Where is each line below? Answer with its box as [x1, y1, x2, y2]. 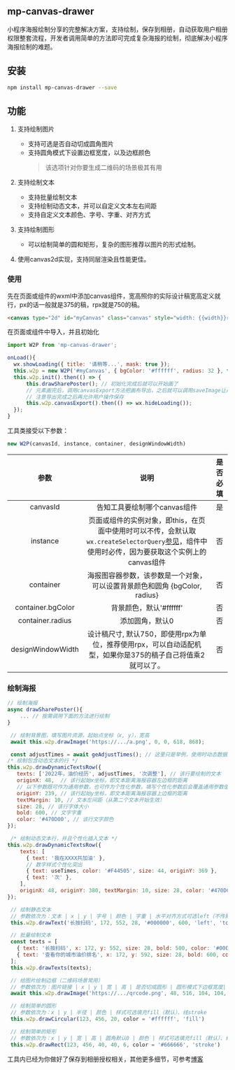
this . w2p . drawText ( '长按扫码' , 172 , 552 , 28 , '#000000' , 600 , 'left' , [10, 919, 217, 926]
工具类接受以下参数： [7, 427, 69, 435]
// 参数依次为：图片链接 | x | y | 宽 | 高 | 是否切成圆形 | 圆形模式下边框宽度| [10, 983, 227, 990]
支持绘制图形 [17, 225, 55, 234]
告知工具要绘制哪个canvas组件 [97, 502, 198, 512]
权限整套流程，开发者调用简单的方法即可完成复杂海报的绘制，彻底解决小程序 [7, 34, 228, 42]
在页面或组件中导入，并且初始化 [7, 328, 99, 336]
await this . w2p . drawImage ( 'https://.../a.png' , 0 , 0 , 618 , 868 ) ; [10, 738, 205, 746]
